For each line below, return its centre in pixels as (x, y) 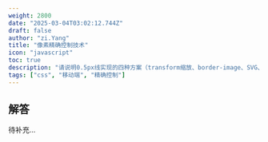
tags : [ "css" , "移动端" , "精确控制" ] (67, 75)
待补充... (22, 130)
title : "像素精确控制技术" (48, 45)
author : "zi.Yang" (39, 38)
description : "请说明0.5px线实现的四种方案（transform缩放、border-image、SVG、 (136, 68)
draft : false (30, 30)
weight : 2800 (30, 16)
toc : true (25, 61)
